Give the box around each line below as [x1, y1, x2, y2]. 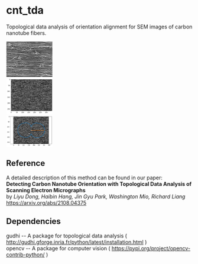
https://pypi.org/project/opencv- [111, 244, 191, 252]
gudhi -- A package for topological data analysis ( [6, 232, 127, 239]
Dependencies [6, 217, 61, 227]
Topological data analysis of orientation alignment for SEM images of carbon [6, 23, 193, 30]
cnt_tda [6, 4, 44, 17]
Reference [6, 158, 46, 169]
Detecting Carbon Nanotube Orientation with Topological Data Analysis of [6, 180, 192, 187]
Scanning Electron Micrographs [6, 186, 86, 194]
